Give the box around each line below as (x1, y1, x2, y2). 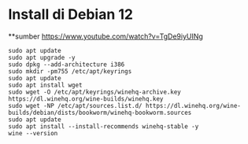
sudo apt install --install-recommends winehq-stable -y (8, 122, 199, 131)
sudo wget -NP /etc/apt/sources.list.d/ (8, 102, 143, 109)
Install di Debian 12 (8, 6, 134, 24)
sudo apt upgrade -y (8, 54, 76, 61)
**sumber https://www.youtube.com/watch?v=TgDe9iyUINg (8, 31, 203, 41)
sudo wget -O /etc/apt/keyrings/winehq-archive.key (8, 88, 181, 96)
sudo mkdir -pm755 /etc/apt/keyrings (8, 67, 132, 76)
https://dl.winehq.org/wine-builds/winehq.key (8, 94, 164, 103)
